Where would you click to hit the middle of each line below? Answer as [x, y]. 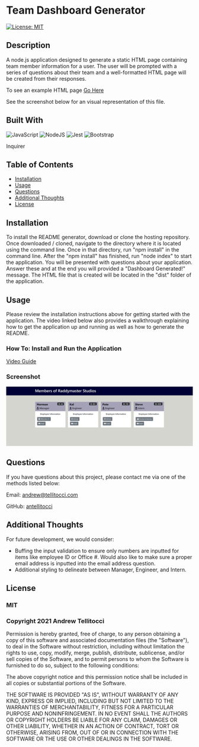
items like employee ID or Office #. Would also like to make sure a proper [103, 557]
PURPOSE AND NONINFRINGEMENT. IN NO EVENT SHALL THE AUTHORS [97, 714]
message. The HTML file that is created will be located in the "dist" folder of [99, 275]
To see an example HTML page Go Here [55, 90]
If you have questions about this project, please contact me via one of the [96, 477]
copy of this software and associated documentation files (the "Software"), [98, 640]
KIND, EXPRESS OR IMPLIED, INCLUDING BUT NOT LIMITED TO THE [90, 701]
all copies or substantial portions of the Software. [66, 684]
